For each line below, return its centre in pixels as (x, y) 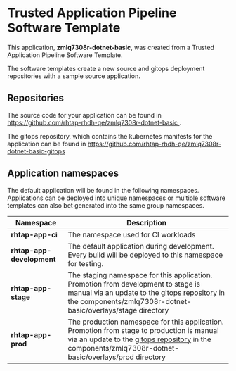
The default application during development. (141, 246)
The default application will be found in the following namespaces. (103, 190)
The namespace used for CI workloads (132, 234)
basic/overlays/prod (101, 357)
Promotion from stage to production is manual (143, 330)
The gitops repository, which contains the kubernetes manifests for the (110, 136)
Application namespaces (63, 174)
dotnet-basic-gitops (36, 151)
